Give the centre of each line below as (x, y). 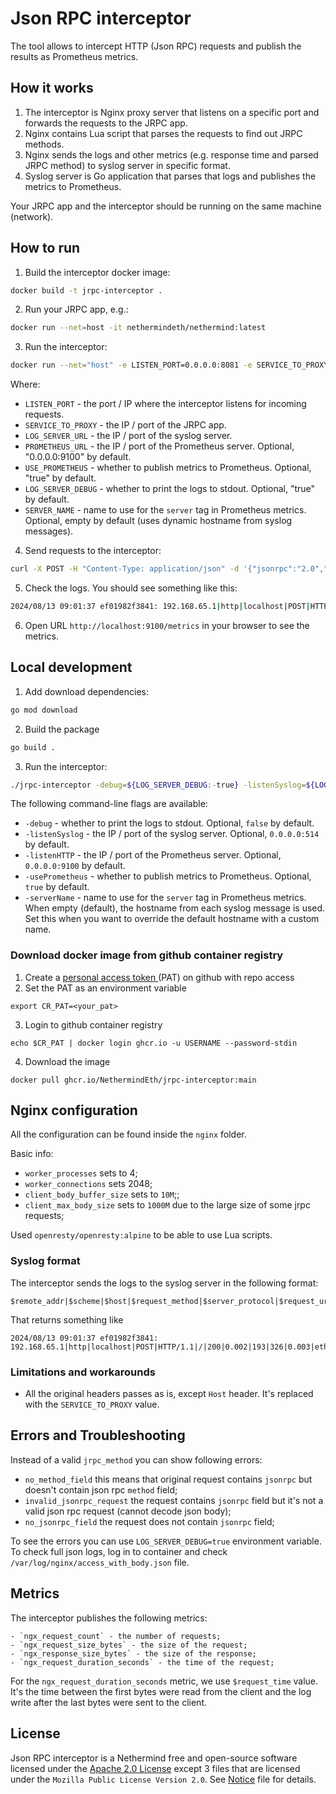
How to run (45, 248)
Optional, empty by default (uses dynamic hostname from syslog (158, 521)
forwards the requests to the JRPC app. (106, 123)
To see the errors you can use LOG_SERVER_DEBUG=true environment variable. (166, 1541)
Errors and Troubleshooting (98, 1435)
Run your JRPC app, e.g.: (76, 309)
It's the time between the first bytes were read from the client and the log (161, 1691)
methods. (44, 144)
